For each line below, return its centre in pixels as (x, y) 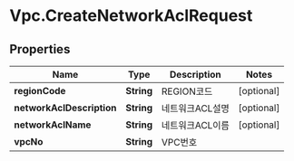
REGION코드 (187, 91)
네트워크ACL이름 (196, 125)
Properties (40, 49)
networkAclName (53, 125)
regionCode (40, 91)
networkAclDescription (65, 108)
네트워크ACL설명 (196, 108)
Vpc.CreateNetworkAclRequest (131, 16)
